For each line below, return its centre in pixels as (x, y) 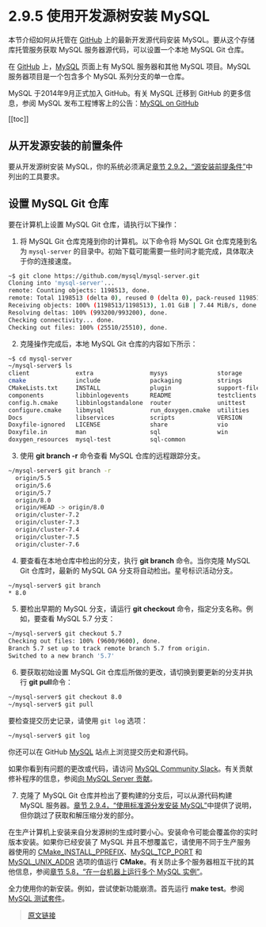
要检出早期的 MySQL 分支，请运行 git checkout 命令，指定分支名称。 (133, 609)
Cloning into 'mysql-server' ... (61, 283)
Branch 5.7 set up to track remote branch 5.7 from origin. (110, 649)
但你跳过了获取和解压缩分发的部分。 (79, 815)
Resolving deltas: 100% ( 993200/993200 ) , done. (88, 313)
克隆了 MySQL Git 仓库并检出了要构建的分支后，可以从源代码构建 (126, 795)
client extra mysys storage (125, 373)
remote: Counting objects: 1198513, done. (79, 291)
